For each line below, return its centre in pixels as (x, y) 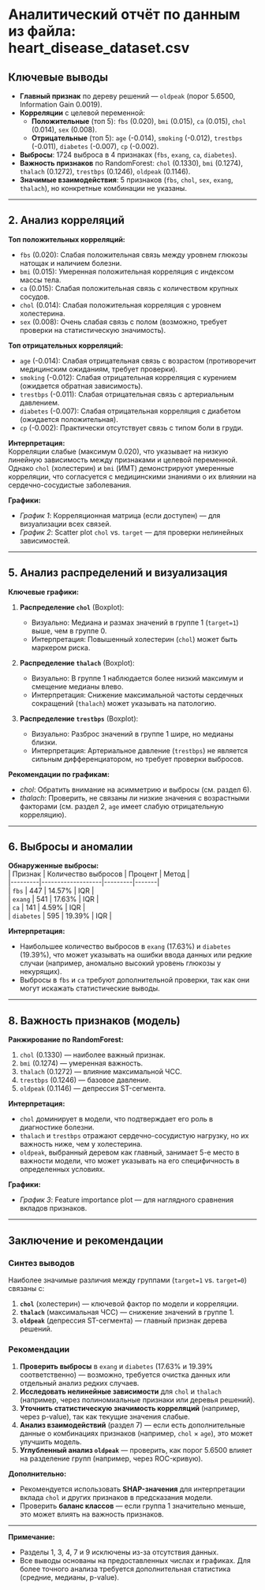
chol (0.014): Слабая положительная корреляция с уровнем (120, 304)
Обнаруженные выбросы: (54, 866)
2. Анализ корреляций (66, 220)
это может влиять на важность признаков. (91, 1514)
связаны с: (26, 1288)
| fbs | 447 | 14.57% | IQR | (51, 891)
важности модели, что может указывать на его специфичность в (129, 1161)
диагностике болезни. (57, 1127)
